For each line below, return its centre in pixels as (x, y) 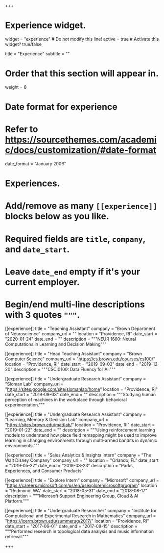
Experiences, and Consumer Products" (44, 471)
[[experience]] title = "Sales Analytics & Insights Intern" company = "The (78, 455)
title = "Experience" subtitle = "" (37, 53)
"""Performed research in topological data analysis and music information (80, 531)
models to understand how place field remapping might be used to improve (81, 435)
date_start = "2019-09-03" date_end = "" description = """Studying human (80, 394)
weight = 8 (16, 87)
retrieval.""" (17, 536)
